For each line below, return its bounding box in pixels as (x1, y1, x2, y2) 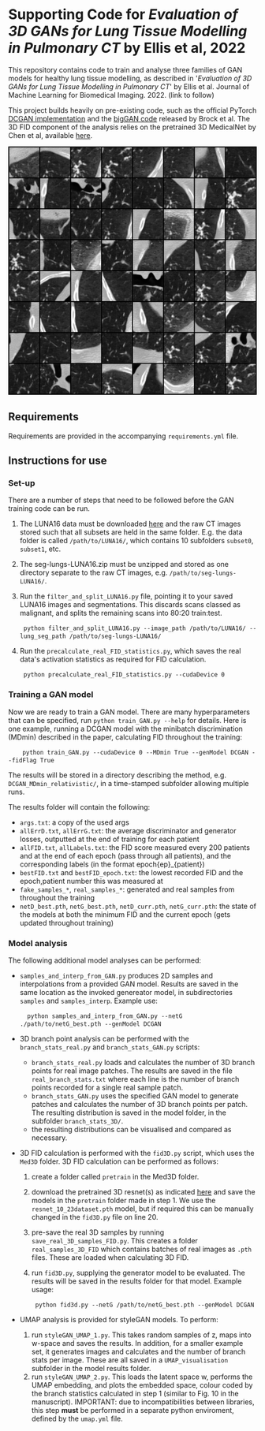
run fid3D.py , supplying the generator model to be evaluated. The (31, 1268, 246, 1278)
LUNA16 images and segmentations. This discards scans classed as (19, 600, 241, 609)
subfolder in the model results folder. (31, 1364, 151, 1373)
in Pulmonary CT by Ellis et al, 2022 (8, 39, 246, 57)
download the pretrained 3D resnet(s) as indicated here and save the (31, 1187, 256, 1197)
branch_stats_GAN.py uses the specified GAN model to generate (31, 1091, 239, 1101)
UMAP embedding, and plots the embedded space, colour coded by (31, 1381, 253, 1390)
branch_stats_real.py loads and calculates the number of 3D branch (31, 1058, 256, 1068)
